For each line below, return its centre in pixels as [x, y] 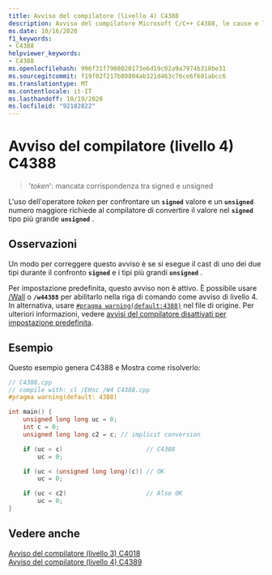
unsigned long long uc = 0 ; [70, 420]
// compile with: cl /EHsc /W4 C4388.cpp [79, 390]
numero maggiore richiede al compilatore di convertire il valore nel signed [131, 211]
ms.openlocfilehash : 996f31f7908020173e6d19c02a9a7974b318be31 [117, 69]
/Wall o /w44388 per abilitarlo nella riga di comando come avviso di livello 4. [133, 296]
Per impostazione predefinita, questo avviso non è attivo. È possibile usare [133, 287]
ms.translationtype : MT [49, 83]
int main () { [30, 412]
